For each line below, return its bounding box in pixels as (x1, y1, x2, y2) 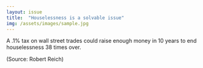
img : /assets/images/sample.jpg (6, 20, 89, 26)
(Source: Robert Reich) (6, 56, 64, 63)
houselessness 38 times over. (6, 43, 81, 51)
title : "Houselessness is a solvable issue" (6, 15, 124, 21)
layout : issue (6, 9, 43, 15)
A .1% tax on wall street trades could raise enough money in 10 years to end (6, 37, 197, 45)
